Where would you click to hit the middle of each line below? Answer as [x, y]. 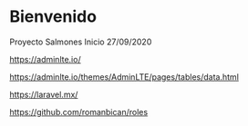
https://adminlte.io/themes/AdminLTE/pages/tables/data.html [124, 77]
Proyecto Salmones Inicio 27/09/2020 [81, 42]
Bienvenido [53, 17]
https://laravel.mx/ [44, 94]
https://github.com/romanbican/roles [79, 111]
